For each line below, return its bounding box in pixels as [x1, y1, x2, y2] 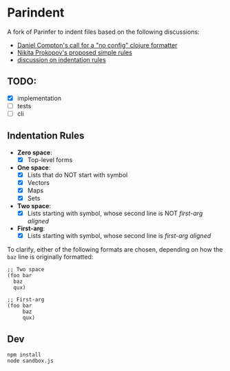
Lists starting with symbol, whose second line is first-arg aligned [27, 232, 211, 240]
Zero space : [17, 148, 53, 157]
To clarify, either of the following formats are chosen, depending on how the [7, 245, 223, 254]
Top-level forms [27, 155, 73, 163]
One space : [17, 163, 51, 172]
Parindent [7, 5, 65, 21]
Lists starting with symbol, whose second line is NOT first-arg [27, 209, 203, 218]
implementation [17, 94, 62, 102]
